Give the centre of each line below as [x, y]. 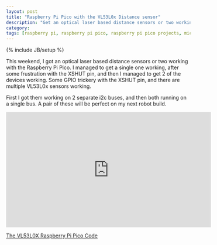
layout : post [22, 11]
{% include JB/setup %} [35, 50]
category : [18, 28]
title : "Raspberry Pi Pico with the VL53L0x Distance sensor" [83, 17]
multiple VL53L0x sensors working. [49, 86]
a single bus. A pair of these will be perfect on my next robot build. [86, 104]
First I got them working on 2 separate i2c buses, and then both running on [97, 98]
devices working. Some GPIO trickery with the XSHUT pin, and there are [93, 80]
